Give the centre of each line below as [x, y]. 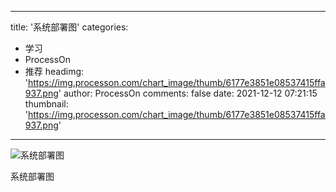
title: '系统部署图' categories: [69, 27]
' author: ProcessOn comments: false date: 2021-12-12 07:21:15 [188, 93]
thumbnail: [46, 104]
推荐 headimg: [54, 71]
